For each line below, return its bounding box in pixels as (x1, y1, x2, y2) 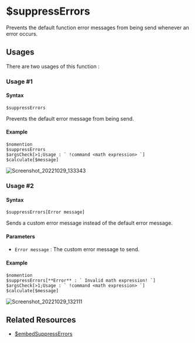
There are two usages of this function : (6, 63, 100, 70)
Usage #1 (6, 77, 33, 85)
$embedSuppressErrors (14, 330, 73, 338)
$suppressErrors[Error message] (6, 210, 85, 215)
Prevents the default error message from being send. (6, 115, 134, 122)
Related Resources (6, 315, 76, 325)
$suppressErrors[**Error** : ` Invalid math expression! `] (6, 277, 156, 283)
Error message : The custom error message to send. (14, 246, 140, 253)
